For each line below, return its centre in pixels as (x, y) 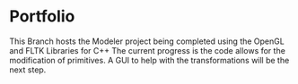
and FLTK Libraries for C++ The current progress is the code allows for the (147, 50)
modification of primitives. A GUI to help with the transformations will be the (149, 60)
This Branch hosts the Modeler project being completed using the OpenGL (147, 41)
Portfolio (42, 17)
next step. (28, 70)
